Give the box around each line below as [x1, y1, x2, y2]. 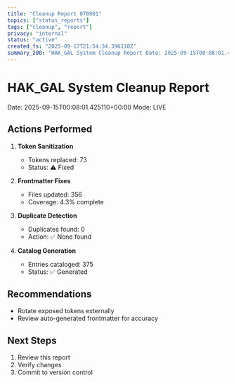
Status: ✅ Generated [27, 268, 88, 276]
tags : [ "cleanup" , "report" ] [7, 23, 93, 30]
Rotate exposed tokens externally [17, 307, 114, 315]
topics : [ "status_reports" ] [7, 17, 90, 24]
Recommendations [7, 289, 92, 301]
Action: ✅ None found [27, 232, 92, 241]
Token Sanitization [17, 142, 74, 150]
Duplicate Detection [17, 211, 77, 220]
